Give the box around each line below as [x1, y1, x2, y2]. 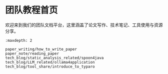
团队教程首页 [5, 4, 58, 16]
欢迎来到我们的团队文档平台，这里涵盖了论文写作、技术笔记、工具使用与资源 [5, 22, 163, 28]
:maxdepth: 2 [5, 38, 32, 43]
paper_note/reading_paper [5, 51, 59, 56]
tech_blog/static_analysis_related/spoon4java [5, 55, 104, 60]
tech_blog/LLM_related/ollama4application [5, 60, 95, 65]
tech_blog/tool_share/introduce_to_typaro [5, 64, 95, 69]
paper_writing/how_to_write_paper [5, 47, 77, 52]
